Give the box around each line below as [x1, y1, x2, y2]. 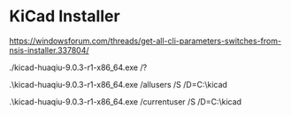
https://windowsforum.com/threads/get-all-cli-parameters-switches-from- [9, 35, 281, 46]
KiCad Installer [9, 6, 121, 27]
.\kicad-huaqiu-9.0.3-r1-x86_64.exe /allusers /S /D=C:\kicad [9, 79, 228, 89]
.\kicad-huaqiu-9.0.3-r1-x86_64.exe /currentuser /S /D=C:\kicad [9, 96, 241, 107]
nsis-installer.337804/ [9, 44, 90, 55]
